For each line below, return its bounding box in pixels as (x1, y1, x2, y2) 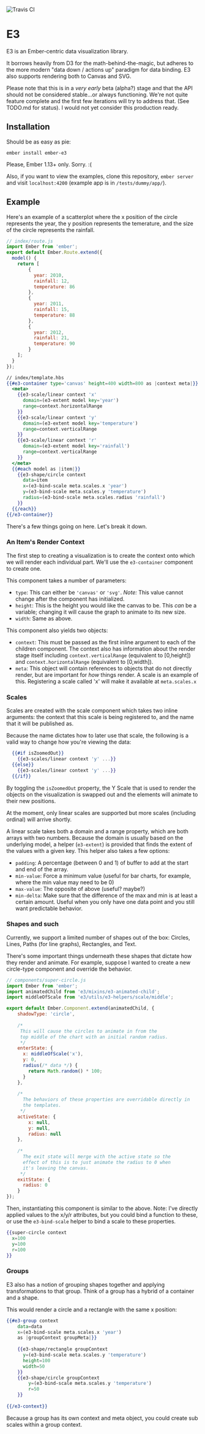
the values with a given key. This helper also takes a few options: (6, 847, 170, 854)
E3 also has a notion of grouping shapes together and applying (6, 1281, 165, 1288)
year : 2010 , (33, 272, 64, 279)
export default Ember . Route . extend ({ (6, 249, 103, 256)
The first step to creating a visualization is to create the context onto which (6, 552, 195, 559)
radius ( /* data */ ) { (22, 1062, 78, 1069)
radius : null (28, 1131, 62, 1137)
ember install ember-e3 (6, 150, 67, 156)
